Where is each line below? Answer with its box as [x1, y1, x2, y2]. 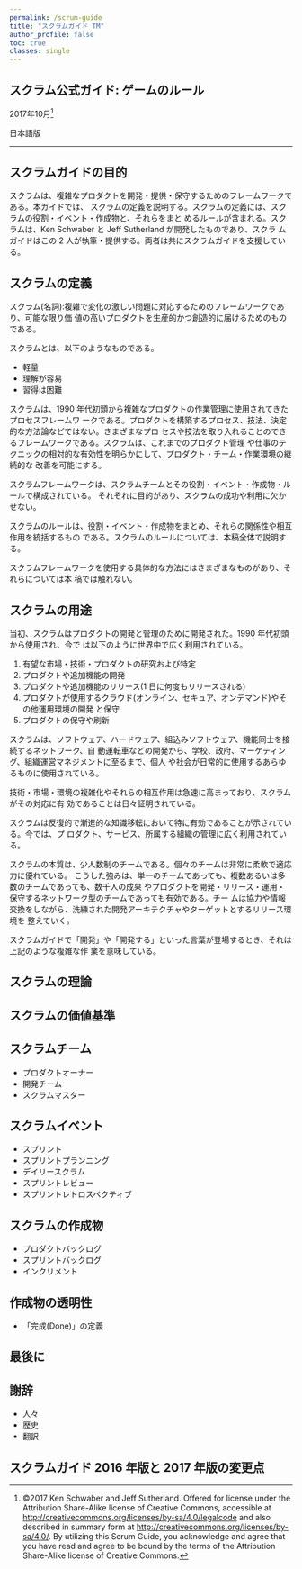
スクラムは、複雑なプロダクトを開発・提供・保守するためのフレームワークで [9, 190, 293, 201]
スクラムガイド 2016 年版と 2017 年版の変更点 [9, 1460, 265, 1475]
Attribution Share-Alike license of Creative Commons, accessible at [22, 1502, 271, 1513]
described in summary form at [22, 1521, 135, 1532]
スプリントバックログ [22, 1255, 102, 1265]
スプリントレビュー [22, 1177, 94, 1189]
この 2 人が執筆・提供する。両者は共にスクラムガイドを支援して [40, 235, 279, 246]
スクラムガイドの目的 [9, 164, 128, 180]
